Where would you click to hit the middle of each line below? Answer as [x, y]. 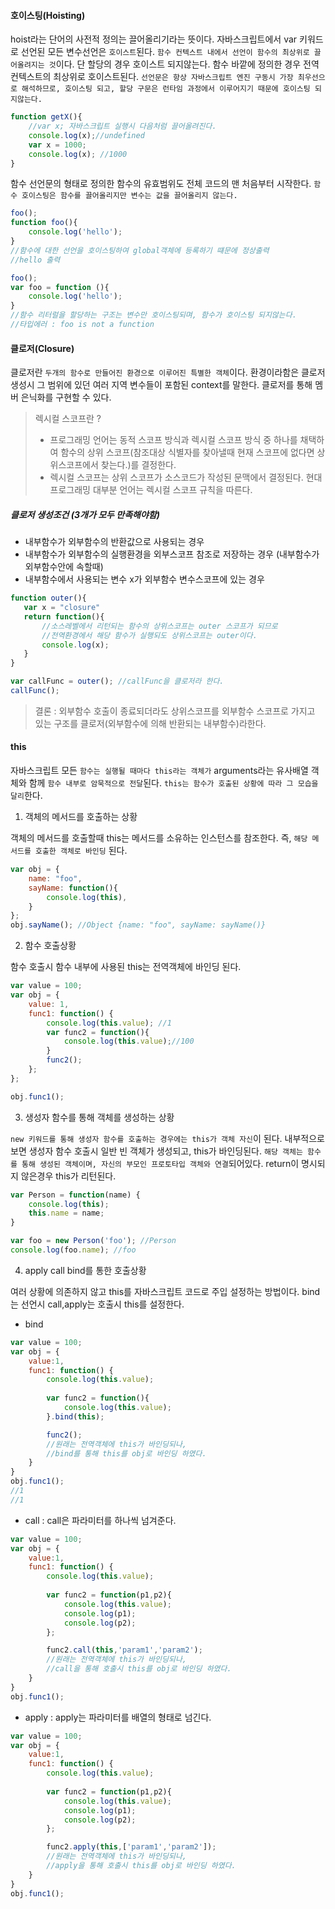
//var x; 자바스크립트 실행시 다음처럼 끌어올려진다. [122, 126]
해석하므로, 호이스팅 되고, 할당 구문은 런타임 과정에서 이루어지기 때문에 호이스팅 [166, 89]
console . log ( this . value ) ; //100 [129, 1041]
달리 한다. [26, 796]
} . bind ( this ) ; [75, 1416]
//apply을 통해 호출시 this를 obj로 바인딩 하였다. [141, 1866]
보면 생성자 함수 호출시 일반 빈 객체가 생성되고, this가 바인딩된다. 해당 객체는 [156, 1151]
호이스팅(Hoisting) [48, 15]
